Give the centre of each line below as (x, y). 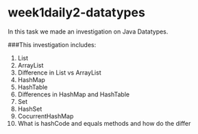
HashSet (30, 109)
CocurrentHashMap (46, 116)
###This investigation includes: (52, 44)
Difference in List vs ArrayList (59, 72)
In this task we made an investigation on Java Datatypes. (88, 31)
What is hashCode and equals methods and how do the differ (104, 123)
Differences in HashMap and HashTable (73, 94)
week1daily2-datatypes (77, 13)
